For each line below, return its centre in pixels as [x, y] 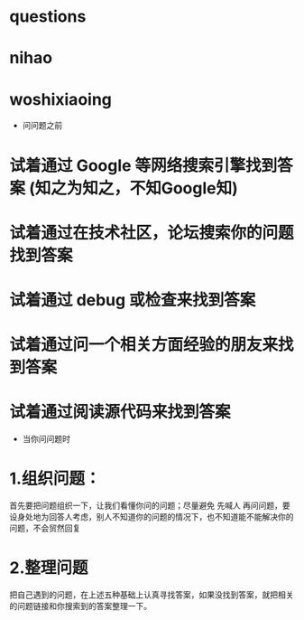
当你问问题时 [46, 439]
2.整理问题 [49, 568]
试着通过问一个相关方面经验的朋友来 [144, 345]
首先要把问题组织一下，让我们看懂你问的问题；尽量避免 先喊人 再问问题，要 [150, 505]
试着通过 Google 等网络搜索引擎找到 [143, 165]
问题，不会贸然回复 [45, 528]
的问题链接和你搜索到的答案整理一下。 [80, 606]
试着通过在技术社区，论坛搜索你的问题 [152, 233]
